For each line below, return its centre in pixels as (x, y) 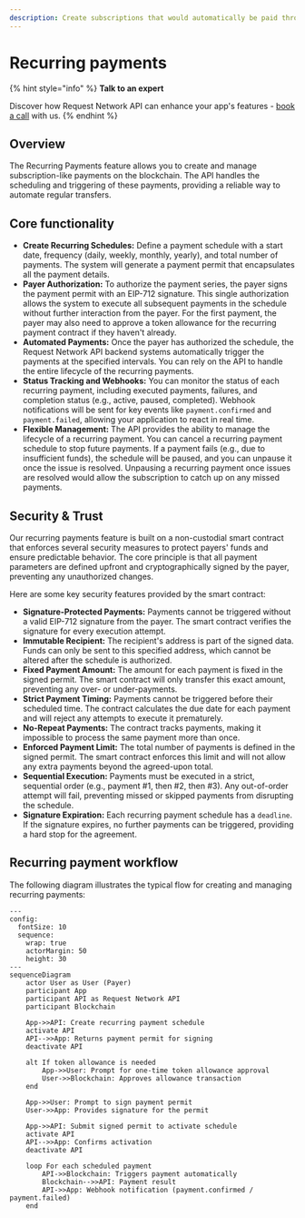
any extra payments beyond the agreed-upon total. (118, 766)
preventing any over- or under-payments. (100, 689)
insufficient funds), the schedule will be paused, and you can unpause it (157, 458)
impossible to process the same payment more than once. (131, 737)
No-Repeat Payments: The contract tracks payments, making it (142, 728)
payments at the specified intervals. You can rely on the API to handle (152, 361)
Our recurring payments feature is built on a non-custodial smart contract (147, 538)
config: (24, 919)
